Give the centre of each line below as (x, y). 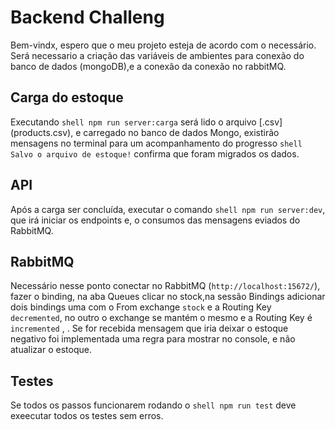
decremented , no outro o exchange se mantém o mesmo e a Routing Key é (161, 318)
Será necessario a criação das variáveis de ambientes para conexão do (157, 55)
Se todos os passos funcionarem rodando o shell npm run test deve (153, 405)
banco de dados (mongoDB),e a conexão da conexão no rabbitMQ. (148, 66)
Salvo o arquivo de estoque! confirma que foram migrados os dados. (155, 153)
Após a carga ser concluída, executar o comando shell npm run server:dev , (168, 209)
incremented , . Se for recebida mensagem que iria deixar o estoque (149, 328)
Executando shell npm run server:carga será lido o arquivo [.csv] (146, 122)
